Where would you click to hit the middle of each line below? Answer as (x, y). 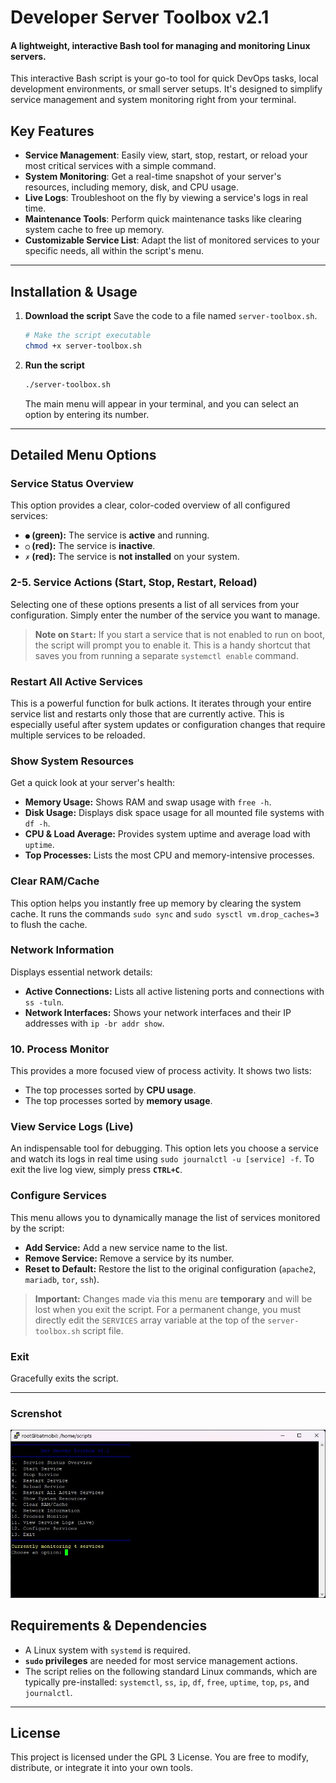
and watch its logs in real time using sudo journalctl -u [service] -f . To (162, 1159)
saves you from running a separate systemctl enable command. (166, 655)
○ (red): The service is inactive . (90, 546)
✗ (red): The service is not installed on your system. (132, 557)
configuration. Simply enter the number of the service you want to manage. (165, 615)
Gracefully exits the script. (64, 1378)
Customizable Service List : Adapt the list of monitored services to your (172, 240)
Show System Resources (72, 761)
